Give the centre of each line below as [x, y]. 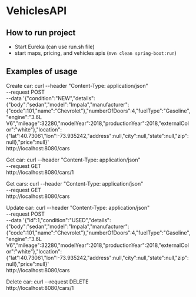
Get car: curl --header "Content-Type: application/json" [73, 160]
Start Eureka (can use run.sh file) [55, 47]
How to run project [41, 33]
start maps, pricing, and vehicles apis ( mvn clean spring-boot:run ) [95, 53]
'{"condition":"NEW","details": [59, 98]
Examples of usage [42, 72]
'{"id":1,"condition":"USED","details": [67, 220]
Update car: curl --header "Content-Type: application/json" [78, 207]
